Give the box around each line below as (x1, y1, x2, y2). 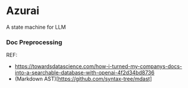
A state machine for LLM (6, 23, 66, 31)
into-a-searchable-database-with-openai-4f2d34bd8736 (14, 69, 155, 76)
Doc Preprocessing (6, 38, 63, 46)
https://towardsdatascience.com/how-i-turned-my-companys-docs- (14, 63, 182, 70)
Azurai (6, 4, 40, 18)
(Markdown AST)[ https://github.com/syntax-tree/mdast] (14, 75, 152, 83)
